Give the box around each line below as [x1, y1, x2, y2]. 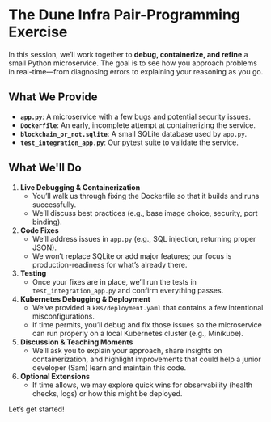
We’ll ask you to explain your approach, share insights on [32, 345, 222, 355]
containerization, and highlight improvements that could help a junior [32, 354, 261, 364]
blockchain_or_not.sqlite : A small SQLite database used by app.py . [19, 129, 248, 138]
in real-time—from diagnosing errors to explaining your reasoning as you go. [8, 66, 264, 76]
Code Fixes [19, 225, 59, 235]
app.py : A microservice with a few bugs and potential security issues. [19, 112, 252, 121]
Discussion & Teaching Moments [19, 337, 133, 347]
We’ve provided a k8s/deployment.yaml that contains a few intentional [32, 302, 264, 312]
